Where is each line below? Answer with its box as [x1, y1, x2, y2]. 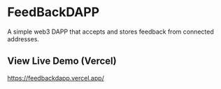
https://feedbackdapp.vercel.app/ [7, 74, 105, 82]
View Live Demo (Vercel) [7, 55, 117, 67]
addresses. [7, 34, 40, 43]
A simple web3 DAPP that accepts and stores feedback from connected [7, 27, 215, 36]
